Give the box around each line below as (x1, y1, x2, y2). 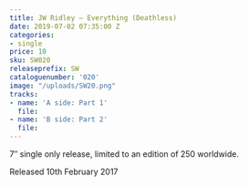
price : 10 (9, 47, 47, 57)
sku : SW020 (9, 56, 51, 65)
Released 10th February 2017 (9, 166, 119, 177)
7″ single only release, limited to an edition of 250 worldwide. (9, 149, 240, 160)
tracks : (9, 89, 39, 98)
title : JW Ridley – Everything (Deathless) (9, 13, 178, 23)
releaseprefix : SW (9, 65, 79, 74)
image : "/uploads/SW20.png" (9, 81, 117, 90)
